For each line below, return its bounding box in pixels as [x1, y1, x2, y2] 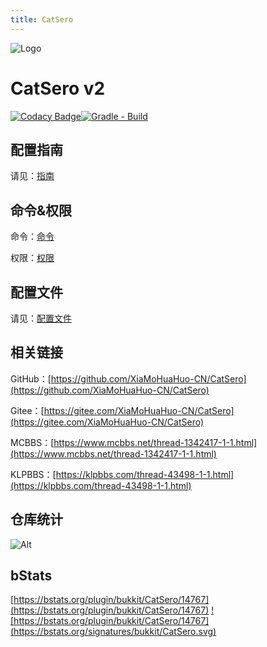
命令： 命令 [10, 231, 55, 243]
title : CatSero [10, 14, 74, 25]
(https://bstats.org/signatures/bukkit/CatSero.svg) [10, 626, 217, 638]
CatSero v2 [10, 77, 106, 100]
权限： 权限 [10, 252, 55, 264]
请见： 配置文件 [10, 312, 72, 324]
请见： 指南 [10, 170, 55, 182]
